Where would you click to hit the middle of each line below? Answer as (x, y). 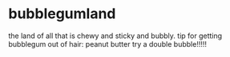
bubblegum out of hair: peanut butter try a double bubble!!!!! (107, 44)
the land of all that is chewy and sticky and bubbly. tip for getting (115, 36)
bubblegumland (62, 14)
